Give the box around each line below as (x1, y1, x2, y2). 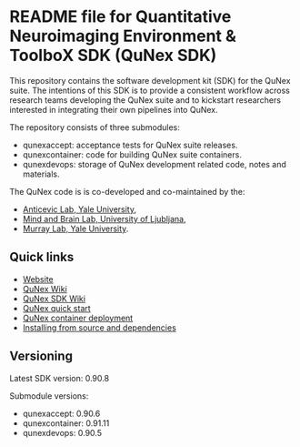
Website (22, 273, 55, 284)
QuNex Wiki (22, 283, 68, 294)
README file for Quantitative (9, 6, 232, 27)
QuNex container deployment (22, 312, 134, 323)
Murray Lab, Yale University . (22, 223, 129, 234)
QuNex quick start (22, 302, 91, 313)
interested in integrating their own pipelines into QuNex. (9, 104, 218, 115)
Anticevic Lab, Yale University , (22, 203, 137, 215)
